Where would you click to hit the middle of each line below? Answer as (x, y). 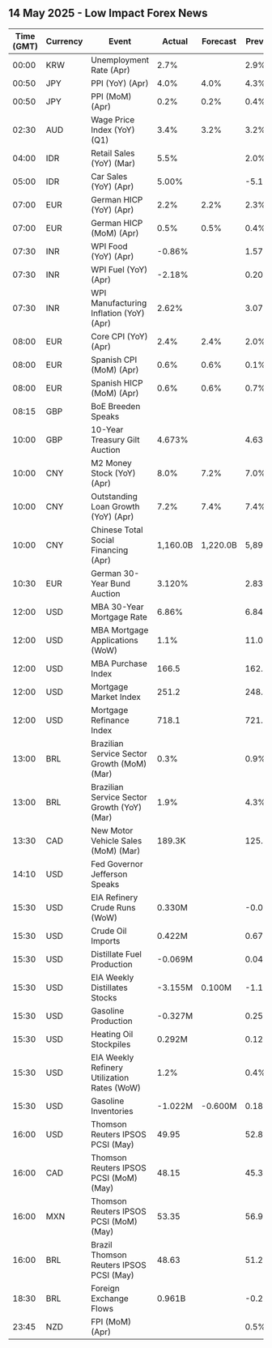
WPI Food (109, 246)
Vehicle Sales (116, 840)
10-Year (107, 429)
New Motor (112, 830)
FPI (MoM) (111, 1321)
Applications (115, 640)
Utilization (110, 1077)
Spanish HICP (117, 382)
